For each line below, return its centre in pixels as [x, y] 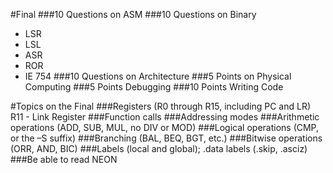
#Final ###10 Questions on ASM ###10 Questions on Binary [133, 14]
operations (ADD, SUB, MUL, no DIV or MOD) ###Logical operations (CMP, [165, 127]
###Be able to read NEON [64, 159]
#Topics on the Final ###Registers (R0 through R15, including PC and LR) [161, 106]
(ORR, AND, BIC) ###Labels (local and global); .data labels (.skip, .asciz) [159, 148]
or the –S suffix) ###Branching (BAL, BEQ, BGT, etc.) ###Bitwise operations [166, 138]
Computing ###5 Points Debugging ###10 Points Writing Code [154, 87]
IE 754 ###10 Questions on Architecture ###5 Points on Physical [158, 76]
